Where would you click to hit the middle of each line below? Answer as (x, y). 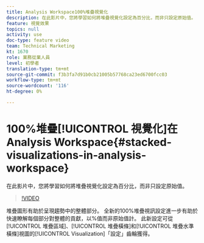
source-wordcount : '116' (38, 86)
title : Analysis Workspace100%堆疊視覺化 (57, 12)
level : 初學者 (23, 63)
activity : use (24, 35)
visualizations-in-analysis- (76, 155)
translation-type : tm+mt (38, 69)
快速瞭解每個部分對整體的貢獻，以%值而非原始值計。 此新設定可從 (90, 218)
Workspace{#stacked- (113, 143)
